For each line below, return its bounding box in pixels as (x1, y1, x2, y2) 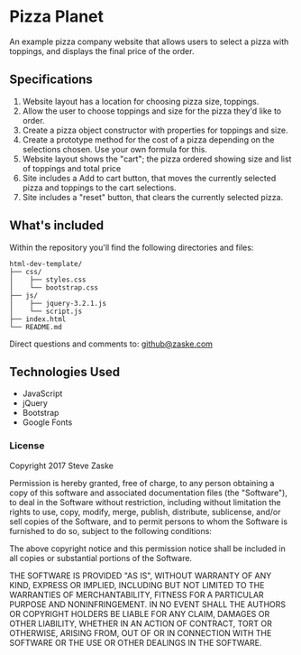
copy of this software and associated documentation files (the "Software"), (9, 487, 288, 498)
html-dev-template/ (9, 259, 83, 268)
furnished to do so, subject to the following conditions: (9, 525, 212, 536)
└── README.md (9, 322, 63, 331)
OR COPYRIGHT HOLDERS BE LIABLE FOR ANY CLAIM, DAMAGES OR (9, 608, 270, 619)
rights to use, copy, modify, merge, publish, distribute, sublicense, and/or (9, 506, 281, 517)
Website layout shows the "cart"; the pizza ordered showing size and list (22, 153, 292, 164)
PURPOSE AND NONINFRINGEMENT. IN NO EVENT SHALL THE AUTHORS (9, 598, 287, 610)
